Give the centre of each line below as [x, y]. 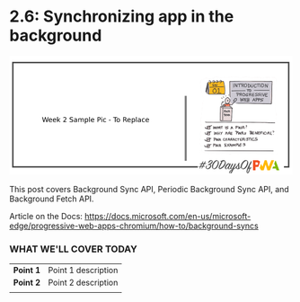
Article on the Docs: [46, 216]
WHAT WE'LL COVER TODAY [73, 249]
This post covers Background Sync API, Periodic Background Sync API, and [149, 189]
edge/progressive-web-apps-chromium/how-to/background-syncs [134, 226]
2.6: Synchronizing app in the [122, 17]
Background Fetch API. [52, 199]
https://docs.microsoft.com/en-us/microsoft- [168, 216]
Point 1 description [83, 270]
